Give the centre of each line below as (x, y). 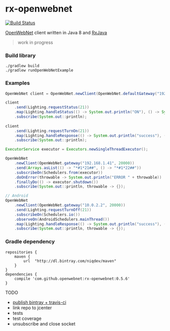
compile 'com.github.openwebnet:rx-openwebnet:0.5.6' (72, 278)
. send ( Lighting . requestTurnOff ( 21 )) (53, 210)
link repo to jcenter (32, 308)
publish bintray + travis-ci (39, 302)
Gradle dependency (30, 242)
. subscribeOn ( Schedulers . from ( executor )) (58, 172)
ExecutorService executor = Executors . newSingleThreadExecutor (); (77, 150)
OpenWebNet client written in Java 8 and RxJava (56, 32)
